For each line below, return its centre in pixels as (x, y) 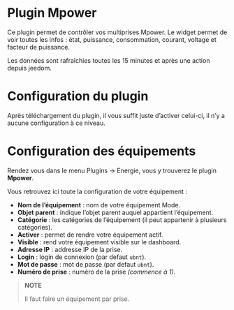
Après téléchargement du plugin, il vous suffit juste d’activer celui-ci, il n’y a (116, 115)
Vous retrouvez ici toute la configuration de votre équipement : (97, 191)
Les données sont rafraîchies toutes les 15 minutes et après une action (109, 60)
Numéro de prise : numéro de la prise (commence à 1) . (96, 272)
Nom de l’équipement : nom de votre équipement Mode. (99, 205)
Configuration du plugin (78, 96)
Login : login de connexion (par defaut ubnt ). (82, 257)
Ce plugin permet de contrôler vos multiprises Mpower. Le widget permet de (117, 32)
